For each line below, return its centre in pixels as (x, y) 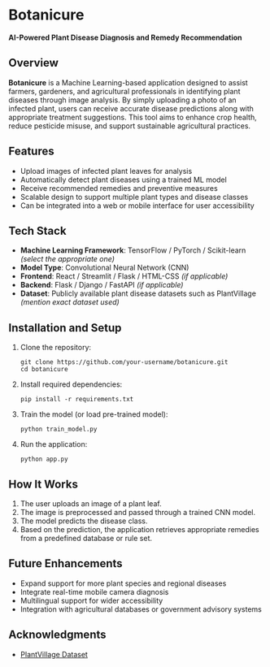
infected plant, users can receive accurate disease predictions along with (131, 108)
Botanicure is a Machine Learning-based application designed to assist (128, 82)
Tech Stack (37, 230)
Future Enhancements (66, 563)
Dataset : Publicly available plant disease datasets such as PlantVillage (138, 293)
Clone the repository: (56, 348)
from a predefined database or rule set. (86, 538)
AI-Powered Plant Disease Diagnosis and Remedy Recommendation (125, 37)
